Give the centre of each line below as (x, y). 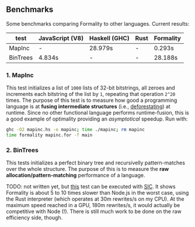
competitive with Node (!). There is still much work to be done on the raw (94, 211)
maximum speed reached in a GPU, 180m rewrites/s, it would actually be (93, 205)
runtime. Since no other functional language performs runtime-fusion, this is (98, 113)
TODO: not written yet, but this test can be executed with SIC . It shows (91, 187)
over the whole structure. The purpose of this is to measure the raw (88, 169)
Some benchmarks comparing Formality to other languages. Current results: (98, 23)
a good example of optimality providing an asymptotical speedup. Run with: (97, 119)
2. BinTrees (22, 150)
